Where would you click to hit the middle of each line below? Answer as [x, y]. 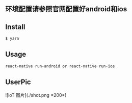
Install [15, 27]
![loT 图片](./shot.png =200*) [36, 95]
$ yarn [12, 39]
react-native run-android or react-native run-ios [60, 66]
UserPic [18, 82]
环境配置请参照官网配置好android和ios [66, 9]
